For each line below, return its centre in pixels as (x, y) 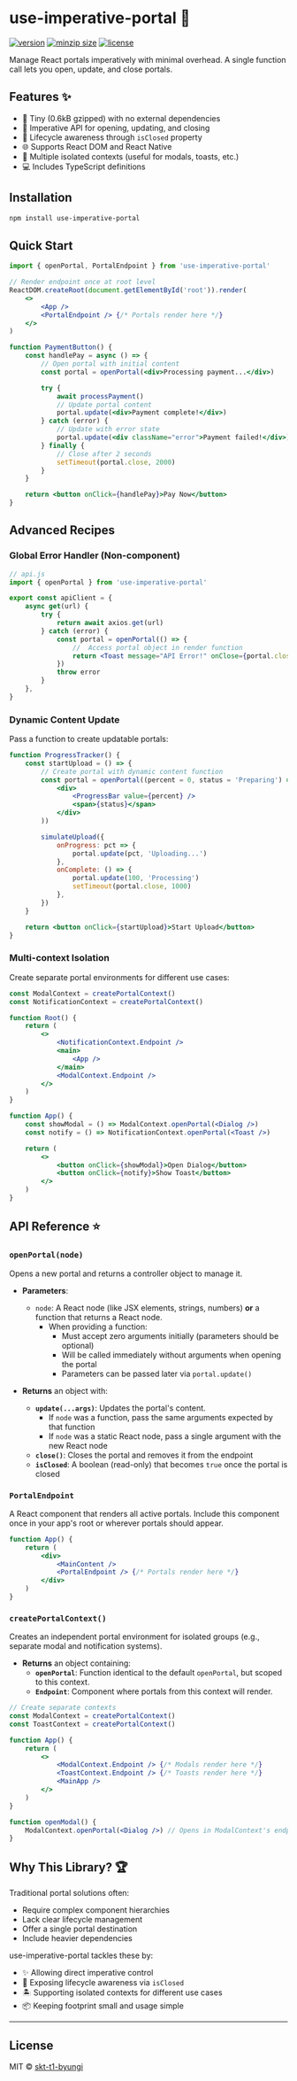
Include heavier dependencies (77, 1938)
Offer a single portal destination (80, 1929)
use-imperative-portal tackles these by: (81, 1955)
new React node (78, 1445)
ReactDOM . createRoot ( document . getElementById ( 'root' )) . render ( (128, 290)
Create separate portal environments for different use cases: (119, 977)
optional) (78, 1345)
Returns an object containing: (76, 1663)
